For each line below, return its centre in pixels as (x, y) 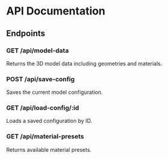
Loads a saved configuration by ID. (49, 121)
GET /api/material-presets (45, 137)
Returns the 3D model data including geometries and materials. (84, 63)
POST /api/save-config (40, 79)
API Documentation (56, 11)
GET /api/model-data (37, 51)
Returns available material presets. (49, 149)
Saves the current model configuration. (55, 92)
